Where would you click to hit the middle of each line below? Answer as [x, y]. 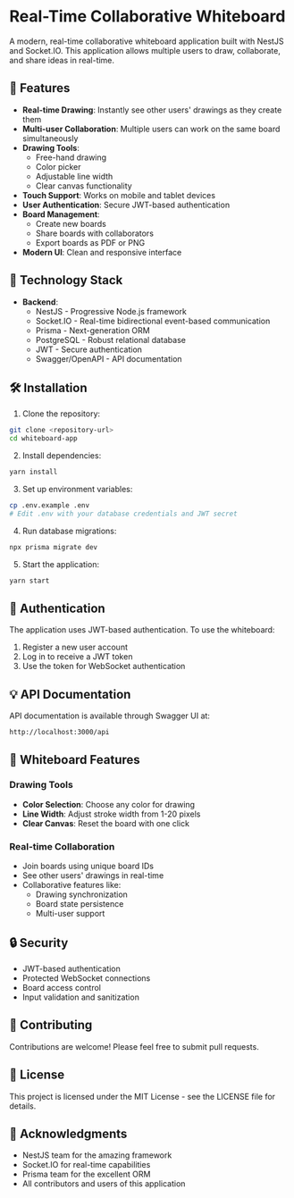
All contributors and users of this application [104, 1184]
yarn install [34, 472]
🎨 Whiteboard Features [75, 760]
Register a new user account [75, 647]
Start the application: [61, 564]
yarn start [29, 581]
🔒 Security [39, 943]
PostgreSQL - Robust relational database [110, 339]
